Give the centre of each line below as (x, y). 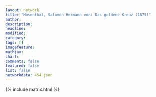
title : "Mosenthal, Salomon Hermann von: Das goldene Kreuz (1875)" (78, 15)
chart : (12, 57)
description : (19, 24)
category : (16, 38)
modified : (16, 33)
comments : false (22, 61)
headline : (16, 29)
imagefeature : (20, 47)
